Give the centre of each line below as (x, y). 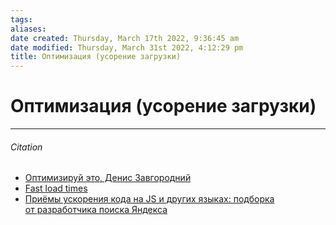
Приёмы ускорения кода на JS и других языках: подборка (149, 199)
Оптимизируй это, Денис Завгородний (108, 178)
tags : (21, 19)
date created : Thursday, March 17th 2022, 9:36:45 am (125, 38)
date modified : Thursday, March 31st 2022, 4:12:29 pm (127, 47)
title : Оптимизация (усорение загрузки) (96, 57)
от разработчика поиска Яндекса (96, 210)
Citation (26, 147)
